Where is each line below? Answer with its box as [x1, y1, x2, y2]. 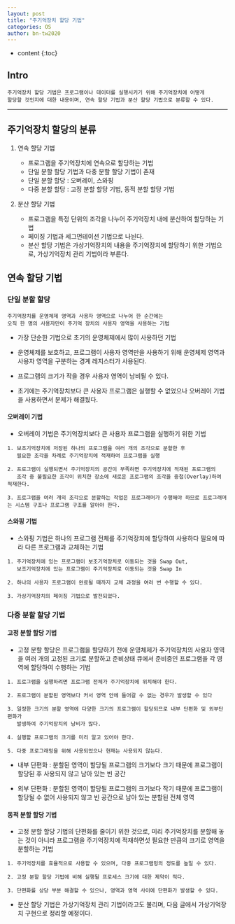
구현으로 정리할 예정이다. [24, 909, 93, 918]
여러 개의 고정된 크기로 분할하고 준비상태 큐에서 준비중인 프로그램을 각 [24, 654, 215, 663]
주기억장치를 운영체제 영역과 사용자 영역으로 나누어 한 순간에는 [7, 312, 164, 319]
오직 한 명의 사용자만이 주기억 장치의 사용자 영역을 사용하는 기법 [7, 320, 170, 327]
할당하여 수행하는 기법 [30, 663, 91, 672]
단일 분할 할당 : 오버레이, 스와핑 [27, 176, 114, 184]
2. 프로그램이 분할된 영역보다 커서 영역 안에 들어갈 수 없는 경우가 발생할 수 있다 [7, 692, 213, 699]
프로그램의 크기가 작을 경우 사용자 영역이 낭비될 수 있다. [17, 372, 169, 380]
